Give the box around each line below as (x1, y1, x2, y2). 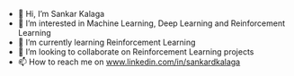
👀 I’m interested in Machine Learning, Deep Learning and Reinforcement (17, 18, 286, 29)
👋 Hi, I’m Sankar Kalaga (17, 9, 105, 19)
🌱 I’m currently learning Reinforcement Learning (17, 37, 196, 47)
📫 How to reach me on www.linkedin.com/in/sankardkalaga (17, 56, 241, 67)
